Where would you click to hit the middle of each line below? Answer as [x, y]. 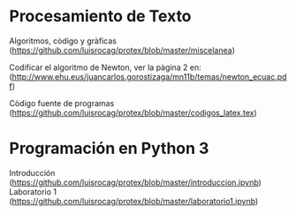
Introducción [32, 173]
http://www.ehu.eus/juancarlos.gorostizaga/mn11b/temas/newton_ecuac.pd [149, 76]
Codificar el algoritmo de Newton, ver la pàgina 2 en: [105, 67]
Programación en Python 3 [109, 149]
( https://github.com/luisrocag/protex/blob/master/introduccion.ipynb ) [136, 182]
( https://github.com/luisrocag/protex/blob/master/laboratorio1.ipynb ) [134, 201]
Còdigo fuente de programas [62, 103]
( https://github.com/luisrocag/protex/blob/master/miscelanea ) [122, 50]
